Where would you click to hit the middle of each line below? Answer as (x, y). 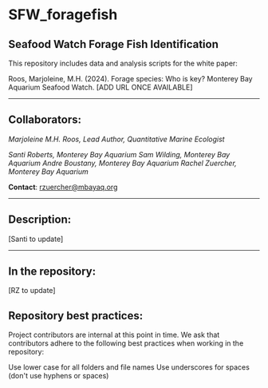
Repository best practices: (76, 316)
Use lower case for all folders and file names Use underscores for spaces (129, 367)
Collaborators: (45, 120)
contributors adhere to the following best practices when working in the (126, 343)
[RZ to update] (32, 291)
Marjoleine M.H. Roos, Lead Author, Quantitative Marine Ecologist (116, 139)
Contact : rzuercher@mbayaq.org (63, 187)
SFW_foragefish (63, 15)
